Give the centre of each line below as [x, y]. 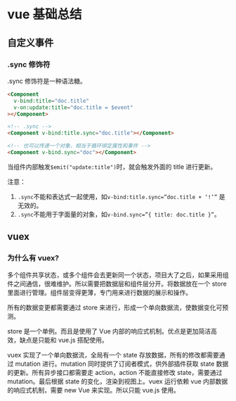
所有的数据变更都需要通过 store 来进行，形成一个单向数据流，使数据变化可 [115, 307]
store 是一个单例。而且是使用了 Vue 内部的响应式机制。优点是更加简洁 [109, 331]
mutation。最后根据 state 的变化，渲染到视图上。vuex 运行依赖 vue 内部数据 [118, 381]
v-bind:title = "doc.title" [52, 101]
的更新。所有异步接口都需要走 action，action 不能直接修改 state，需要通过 [115, 372]
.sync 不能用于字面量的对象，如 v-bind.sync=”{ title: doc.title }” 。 [119, 214]
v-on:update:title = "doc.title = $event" [73, 107]
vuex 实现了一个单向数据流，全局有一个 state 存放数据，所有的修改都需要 [113, 355]
